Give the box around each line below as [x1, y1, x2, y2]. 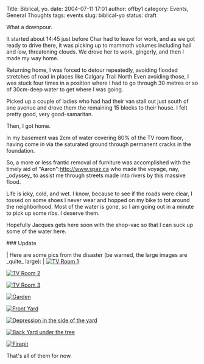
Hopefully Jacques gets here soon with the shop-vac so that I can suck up [6, 222, 194, 228]
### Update [6, 240, 37, 247]
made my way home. [6, 55, 59, 61]
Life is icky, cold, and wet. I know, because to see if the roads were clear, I [6, 190, 193, 197]
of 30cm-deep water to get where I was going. [6, 86, 124, 93]
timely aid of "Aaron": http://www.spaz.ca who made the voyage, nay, [6, 166, 180, 172]
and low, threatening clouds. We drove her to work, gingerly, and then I [6, 48, 185, 55]
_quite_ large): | [6, 258, 45, 265]
